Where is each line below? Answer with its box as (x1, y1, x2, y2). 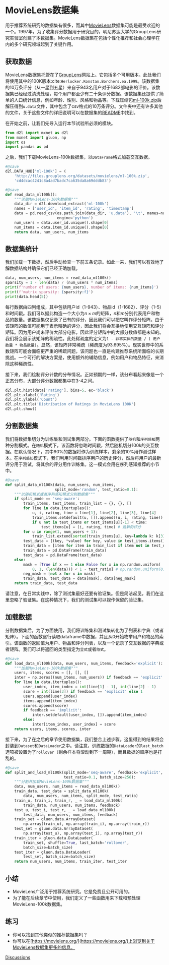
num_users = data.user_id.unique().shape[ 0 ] (14, 220, 109, 225)
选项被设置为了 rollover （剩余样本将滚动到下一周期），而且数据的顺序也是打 (5, 749, 162, 755)
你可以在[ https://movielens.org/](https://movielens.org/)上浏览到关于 (12, 938, 155, 944)
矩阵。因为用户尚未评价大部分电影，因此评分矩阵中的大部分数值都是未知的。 (5, 329, 164, 335)
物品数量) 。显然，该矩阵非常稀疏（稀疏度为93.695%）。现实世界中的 (19, 341, 159, 348)
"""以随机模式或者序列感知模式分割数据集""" (14, 492, 96, 497)
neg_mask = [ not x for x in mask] (23, 571, 96, 576)
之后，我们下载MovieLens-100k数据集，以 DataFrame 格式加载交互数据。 (5, 154, 152, 160)
